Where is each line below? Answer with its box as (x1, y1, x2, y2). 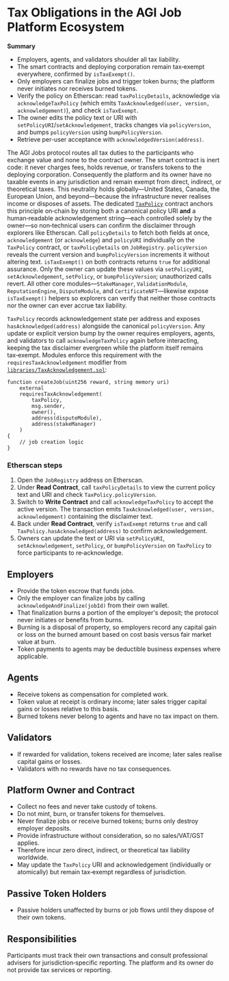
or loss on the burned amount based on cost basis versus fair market (16, 630, 212, 639)
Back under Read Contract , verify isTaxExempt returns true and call (16, 520, 207, 528)
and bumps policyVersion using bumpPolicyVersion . (16, 128, 163, 136)
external (19, 385, 44, 392)
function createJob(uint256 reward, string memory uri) (7, 379, 170, 385)
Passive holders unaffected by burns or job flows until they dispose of (16, 906, 215, 915)
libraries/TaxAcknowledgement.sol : (7, 365, 107, 374)
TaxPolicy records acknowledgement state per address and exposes (7, 314, 200, 322)
